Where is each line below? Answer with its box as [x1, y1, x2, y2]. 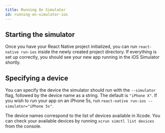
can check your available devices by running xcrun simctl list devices [5, 118, 154, 124]
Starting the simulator [5, 30, 75, 39]
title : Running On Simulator [5, 7, 66, 12]
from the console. [5, 123, 41, 130]
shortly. [5, 59, 21, 65]
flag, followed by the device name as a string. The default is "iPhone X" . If [5, 93, 157, 99]
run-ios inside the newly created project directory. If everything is [20, 49, 157, 55]
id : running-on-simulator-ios [5, 12, 68, 17]
